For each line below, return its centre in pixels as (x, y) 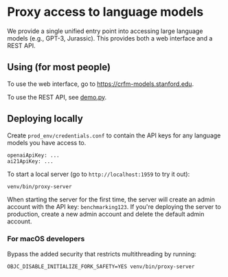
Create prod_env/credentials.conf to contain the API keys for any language (114, 135)
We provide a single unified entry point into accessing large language (105, 31)
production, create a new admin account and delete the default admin (106, 214)
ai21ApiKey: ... (30, 161)
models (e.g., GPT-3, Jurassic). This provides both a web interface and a (110, 38)
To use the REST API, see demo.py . (57, 97)
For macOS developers (46, 239)
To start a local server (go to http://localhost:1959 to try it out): (99, 174)
